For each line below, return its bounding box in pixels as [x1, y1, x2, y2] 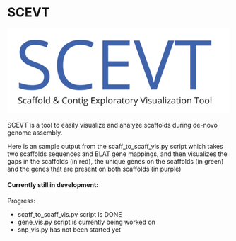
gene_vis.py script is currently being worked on [17, 218, 155, 226]
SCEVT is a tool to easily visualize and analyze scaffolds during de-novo [7, 120, 218, 129]
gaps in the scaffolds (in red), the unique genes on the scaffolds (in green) [7, 157, 224, 165]
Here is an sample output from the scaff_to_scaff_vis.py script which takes [7, 142, 224, 150]
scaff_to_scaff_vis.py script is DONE [17, 211, 122, 218]
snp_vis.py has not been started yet [17, 225, 122, 234]
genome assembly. [7, 128, 63, 137]
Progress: [7, 196, 35, 205]
